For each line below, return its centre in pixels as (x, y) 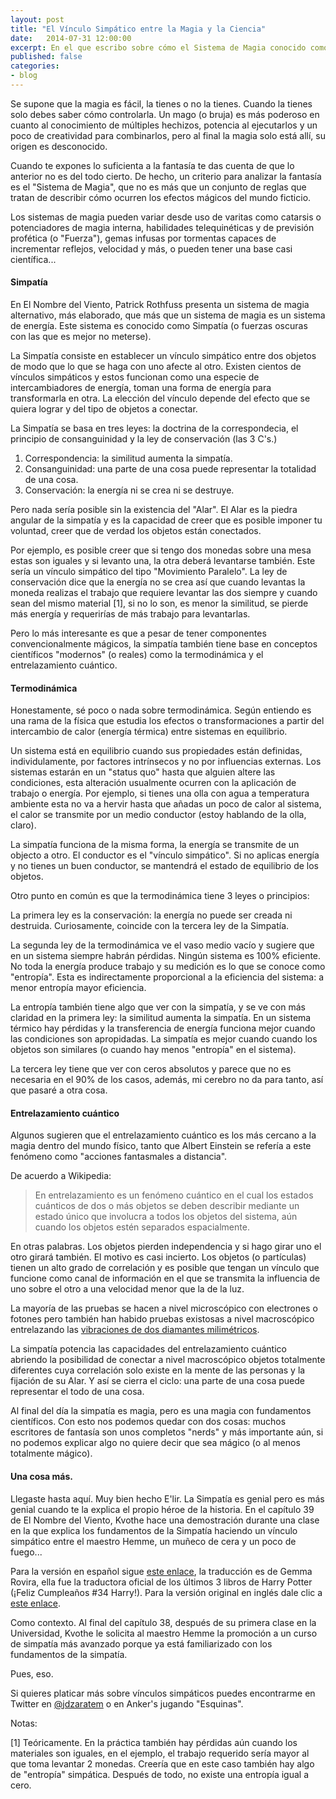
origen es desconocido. (59, 146)
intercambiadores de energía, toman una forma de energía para (141, 388)
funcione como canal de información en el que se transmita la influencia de (165, 1278)
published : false (46, 57)
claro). (23, 825)
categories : (35, 66)
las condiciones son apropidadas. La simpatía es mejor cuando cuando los (164, 1039)
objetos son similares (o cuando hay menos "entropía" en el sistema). (153, 1050)
